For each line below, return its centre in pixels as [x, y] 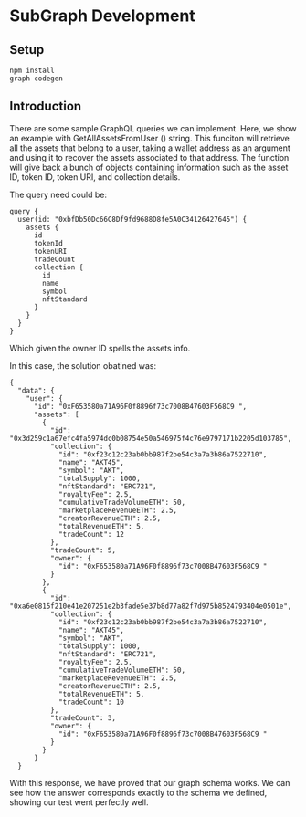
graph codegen [37, 79]
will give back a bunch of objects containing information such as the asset [149, 167]
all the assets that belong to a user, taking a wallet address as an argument [150, 148]
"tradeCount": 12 [91, 534]
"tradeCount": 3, [83, 717]
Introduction [46, 106]
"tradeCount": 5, [83, 550]
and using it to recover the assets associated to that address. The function [149, 157]
